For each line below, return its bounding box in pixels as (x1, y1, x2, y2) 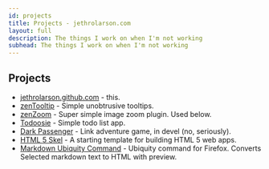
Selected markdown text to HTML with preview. (19, 151, 177, 161)
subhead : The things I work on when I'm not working (8, 42, 189, 50)
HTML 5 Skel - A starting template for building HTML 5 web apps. (19, 135, 237, 144)
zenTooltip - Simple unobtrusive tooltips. (19, 101, 154, 111)
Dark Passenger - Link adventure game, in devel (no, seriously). (19, 126, 231, 136)
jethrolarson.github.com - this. (19, 92, 120, 102)
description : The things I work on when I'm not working (8, 34, 203, 42)
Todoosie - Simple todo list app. (19, 118, 126, 127)
